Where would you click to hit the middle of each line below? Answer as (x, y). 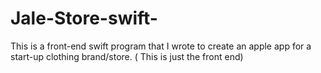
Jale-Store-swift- (84, 18)
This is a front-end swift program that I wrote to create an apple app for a (161, 46)
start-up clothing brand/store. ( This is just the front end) (127, 56)
